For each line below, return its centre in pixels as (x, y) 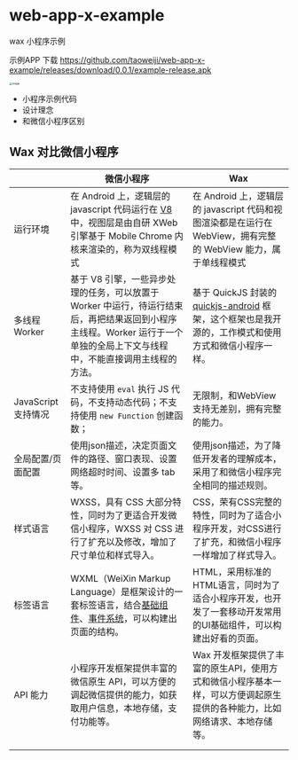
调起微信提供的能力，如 (119, 695)
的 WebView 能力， (232, 249)
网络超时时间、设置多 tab (123, 473)
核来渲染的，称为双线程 (119, 249)
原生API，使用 (239, 669)
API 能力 (31, 695)
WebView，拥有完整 (234, 236)
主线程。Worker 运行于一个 (127, 333)
